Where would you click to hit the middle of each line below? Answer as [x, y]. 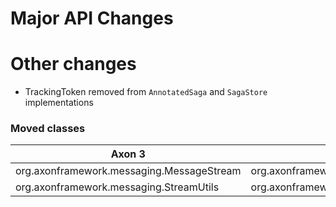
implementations [59, 103]
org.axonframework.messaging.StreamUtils [117, 187]
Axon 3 [128, 154]
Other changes [73, 64]
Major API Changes [92, 18]
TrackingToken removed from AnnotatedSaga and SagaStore [146, 92]
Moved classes [48, 129]
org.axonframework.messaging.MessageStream [128, 171]
